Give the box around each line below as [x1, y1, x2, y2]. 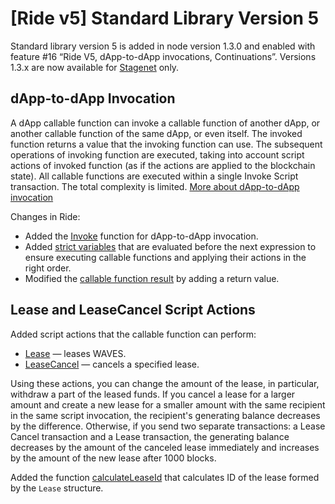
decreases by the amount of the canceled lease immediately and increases [10, 441, 320, 453]
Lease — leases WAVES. [24, 347, 127, 359]
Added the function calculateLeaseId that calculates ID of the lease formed [10, 471, 320, 483]
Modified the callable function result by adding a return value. [24, 272, 280, 284]
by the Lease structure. [10, 482, 104, 494]
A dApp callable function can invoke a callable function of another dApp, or [10, 117, 321, 129]
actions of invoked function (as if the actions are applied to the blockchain [10, 159, 316, 171]
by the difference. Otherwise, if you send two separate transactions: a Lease [10, 420, 326, 432]
